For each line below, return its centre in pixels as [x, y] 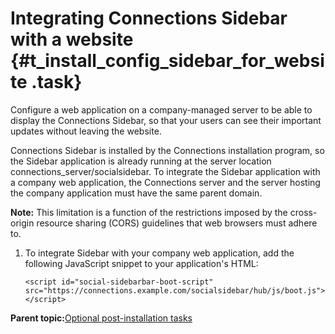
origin [22, 223]
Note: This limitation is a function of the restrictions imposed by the [149, 212]
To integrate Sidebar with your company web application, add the [159, 253]
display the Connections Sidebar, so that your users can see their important [166, 120]
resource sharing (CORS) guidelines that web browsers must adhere [177, 223]
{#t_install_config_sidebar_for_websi [167, 61]
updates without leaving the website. [86, 131]
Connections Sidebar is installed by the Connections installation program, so [167, 150]
